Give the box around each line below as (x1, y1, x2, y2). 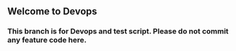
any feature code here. (7, 35, 87, 45)
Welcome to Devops (7, 6, 97, 17)
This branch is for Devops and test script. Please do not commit (7, 27, 229, 36)
